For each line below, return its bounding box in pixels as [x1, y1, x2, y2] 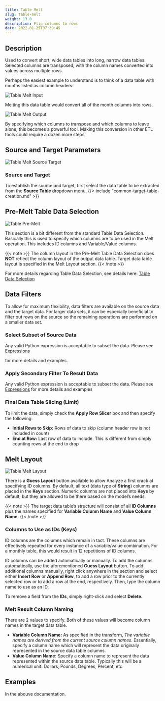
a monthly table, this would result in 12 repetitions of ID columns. [5, 548, 136, 554]
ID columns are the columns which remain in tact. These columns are [5, 537, 145, 543]
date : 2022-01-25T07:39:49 [5, 26, 61, 31]
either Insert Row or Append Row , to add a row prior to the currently [5, 573, 145, 579]
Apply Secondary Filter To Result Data [5, 370, 99, 377]
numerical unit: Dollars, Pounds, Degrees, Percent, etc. [12, 663, 124, 669]
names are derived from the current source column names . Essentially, [12, 637, 157, 643]
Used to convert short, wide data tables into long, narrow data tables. [5, 57, 146, 63]
